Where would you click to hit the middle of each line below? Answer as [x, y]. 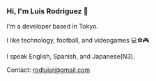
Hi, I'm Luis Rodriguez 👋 [47, 11]
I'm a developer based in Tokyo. [53, 27]
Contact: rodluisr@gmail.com [48, 70]
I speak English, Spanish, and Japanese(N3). [71, 57]
